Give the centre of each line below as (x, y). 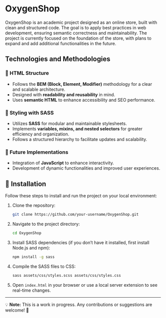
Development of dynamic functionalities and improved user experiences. (86, 168)
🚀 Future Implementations (37, 152)
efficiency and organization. (41, 134)
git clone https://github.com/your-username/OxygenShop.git (75, 215)
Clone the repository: (34, 205)
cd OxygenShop (27, 233)
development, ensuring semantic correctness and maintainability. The (76, 33)
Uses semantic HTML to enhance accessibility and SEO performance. (84, 100)
